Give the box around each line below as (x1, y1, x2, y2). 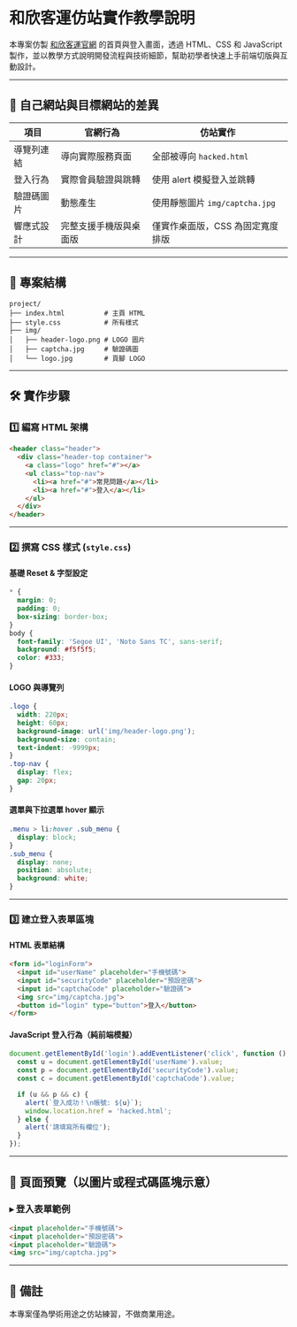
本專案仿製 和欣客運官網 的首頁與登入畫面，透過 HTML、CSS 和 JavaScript (9, 39, 283, 50)
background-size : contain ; (17, 735, 117, 744)
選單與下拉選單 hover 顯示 (9, 804, 104, 815)
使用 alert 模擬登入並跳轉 (151, 173, 255, 186)
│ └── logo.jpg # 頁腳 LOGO (9, 354, 146, 363)
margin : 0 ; (17, 596, 57, 605)
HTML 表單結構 (9, 940, 65, 950)
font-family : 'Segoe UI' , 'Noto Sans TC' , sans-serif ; (17, 637, 224, 646)
